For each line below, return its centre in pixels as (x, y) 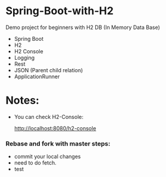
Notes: (23, 100)
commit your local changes (47, 157)
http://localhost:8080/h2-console (55, 128)
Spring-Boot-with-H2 (59, 11)
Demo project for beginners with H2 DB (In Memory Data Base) (83, 27)
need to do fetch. (35, 163)
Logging (24, 57)
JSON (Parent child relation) (48, 70)
